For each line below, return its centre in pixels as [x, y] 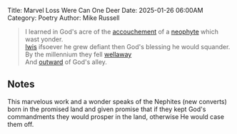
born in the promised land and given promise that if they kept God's [107, 109]
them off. [21, 124]
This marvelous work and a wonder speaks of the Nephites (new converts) [117, 101]
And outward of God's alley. [66, 62]
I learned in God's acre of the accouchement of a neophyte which [122, 32]
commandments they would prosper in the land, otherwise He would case [116, 116]
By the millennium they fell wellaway [78, 54]
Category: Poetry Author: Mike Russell [64, 18]
